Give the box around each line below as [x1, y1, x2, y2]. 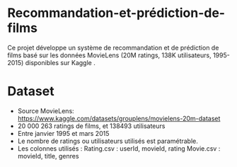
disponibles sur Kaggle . [25, 58, 96, 67]
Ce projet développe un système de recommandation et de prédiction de [7, 43, 219, 52]
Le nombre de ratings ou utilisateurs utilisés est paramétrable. [17, 137, 198, 145]
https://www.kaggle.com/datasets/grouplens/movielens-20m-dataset [17, 114, 221, 122]
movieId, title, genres [17, 151, 79, 160]
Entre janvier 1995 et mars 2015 [17, 129, 110, 137]
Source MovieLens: [17, 106, 74, 115]
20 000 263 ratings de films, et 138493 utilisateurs [17, 122, 166, 130]
